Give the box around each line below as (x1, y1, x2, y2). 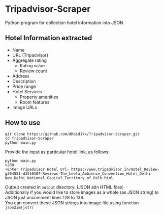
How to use (5, 119, 40, 127)
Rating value (19, 62, 45, 68)
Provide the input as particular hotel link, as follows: (5, 149, 110, 155)
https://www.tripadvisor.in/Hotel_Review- (71, 167, 160, 172)
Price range (12, 83, 36, 89)
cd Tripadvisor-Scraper (5, 136, 54, 141)
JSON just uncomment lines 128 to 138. (5, 194, 85, 200)
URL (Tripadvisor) (12, 52, 48, 58)
